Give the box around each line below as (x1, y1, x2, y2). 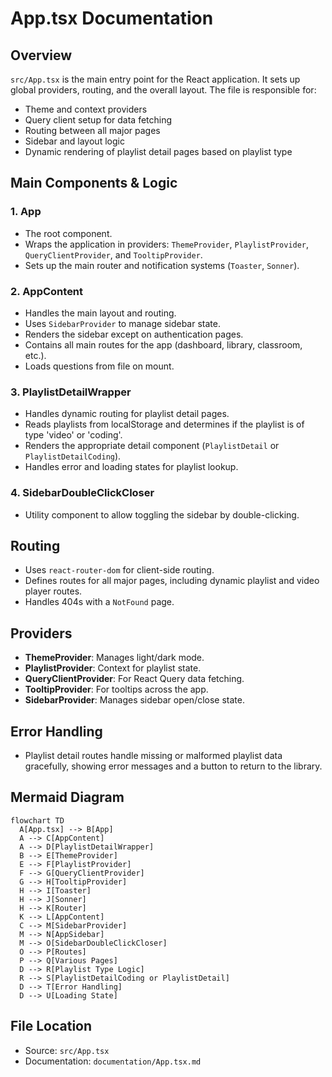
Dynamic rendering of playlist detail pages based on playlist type (24, 146, 293, 157)
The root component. (24, 227, 113, 239)
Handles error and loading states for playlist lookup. (24, 461, 239, 473)
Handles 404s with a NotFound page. (24, 596, 175, 608)
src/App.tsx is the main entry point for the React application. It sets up (10, 73, 301, 85)
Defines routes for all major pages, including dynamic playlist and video (24, 575, 320, 587)
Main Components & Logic (10, 175, 178, 192)
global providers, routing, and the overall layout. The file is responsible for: (10, 84, 317, 96)
